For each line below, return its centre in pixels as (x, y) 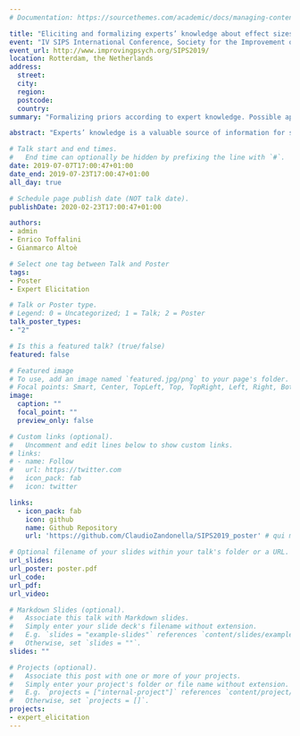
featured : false (39, 354)
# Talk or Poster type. (54, 305)
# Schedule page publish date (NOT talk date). (100, 199)
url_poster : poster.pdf (54, 569)
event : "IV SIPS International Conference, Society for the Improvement (147, 42)
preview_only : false (55, 420)
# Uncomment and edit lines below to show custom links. (121, 445)
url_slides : (31, 561)
